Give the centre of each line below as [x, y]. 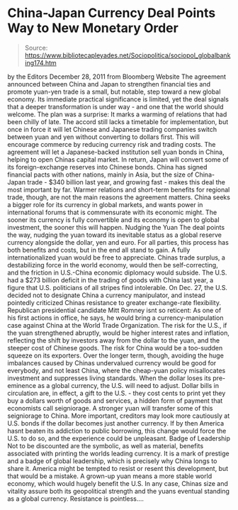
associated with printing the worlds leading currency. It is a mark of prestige [118, 453]
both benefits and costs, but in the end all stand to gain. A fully [99, 250]
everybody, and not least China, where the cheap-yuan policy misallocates [117, 370]
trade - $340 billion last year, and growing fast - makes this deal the [126, 182]
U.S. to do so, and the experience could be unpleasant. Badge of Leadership [119, 438]
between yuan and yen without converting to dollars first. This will [103, 137]
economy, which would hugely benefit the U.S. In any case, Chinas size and [118, 483]
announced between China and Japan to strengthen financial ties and [109, 84]
